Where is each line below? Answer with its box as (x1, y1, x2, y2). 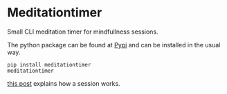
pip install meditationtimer (7, 61, 91, 68)
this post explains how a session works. (7, 79, 120, 87)
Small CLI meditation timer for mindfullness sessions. (7, 27, 158, 36)
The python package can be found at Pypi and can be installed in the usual (7, 40, 221, 49)
